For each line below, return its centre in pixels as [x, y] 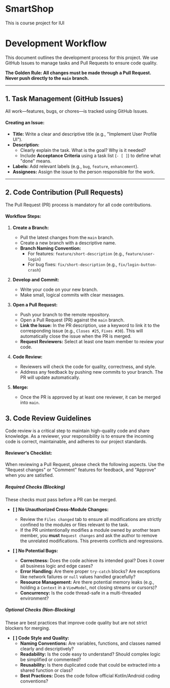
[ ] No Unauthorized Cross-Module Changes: [60, 509]
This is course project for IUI [35, 23]
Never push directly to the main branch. [47, 78]
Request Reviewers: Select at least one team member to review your [92, 341]
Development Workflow [56, 43]
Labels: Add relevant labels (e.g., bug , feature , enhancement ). [75, 166]
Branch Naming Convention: [51, 248]
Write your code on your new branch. [59, 289]
